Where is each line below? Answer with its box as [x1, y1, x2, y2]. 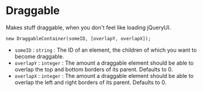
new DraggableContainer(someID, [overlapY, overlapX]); [6, 35, 151, 41]
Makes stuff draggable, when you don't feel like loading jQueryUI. [6, 24, 171, 31]
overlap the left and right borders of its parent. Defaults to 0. [14, 79, 167, 86]
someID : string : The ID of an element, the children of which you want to [14, 46, 197, 54]
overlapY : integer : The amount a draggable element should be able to [14, 59, 194, 66]
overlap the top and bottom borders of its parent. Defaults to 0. [14, 65, 174, 73]
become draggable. [14, 52, 65, 60]
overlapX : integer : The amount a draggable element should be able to [14, 72, 194, 79]
